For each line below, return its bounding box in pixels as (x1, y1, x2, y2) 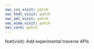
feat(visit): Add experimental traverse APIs (5, 38, 89, 44)
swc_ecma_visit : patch (5, 20, 51, 26)
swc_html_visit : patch (5, 12, 51, 16)
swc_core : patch (5, 25, 38, 30)
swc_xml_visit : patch (5, 16, 49, 21)
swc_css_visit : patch (5, 7, 49, 12)
